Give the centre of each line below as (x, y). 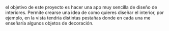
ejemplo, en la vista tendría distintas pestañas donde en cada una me (78, 18)
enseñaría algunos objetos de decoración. (49, 23)
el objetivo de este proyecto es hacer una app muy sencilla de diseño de (81, 7)
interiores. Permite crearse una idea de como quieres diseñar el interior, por (85, 12)
